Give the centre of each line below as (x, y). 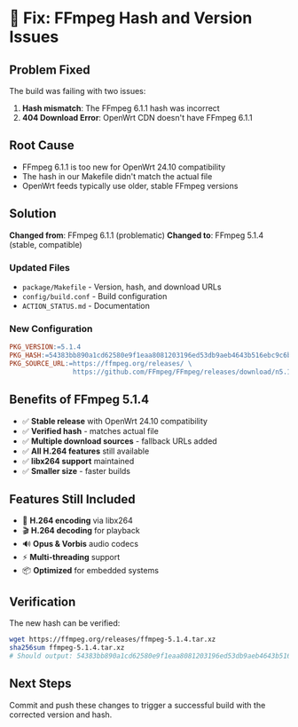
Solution (33, 213)
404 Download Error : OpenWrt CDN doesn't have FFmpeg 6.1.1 (137, 118)
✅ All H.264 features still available (86, 451)
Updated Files (40, 267)
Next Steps (40, 684)
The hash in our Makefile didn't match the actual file (117, 176)
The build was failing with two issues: (78, 91)
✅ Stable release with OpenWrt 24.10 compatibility (115, 421)
